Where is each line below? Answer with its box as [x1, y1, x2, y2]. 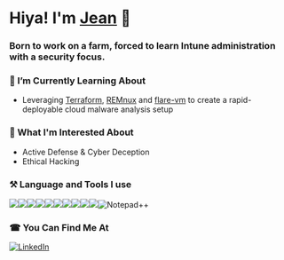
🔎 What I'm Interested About [9, 126, 135, 138]
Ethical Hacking [21, 155, 80, 167]
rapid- [229, 95, 252, 106]
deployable [21, 104, 64, 114]
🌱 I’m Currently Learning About [9, 75, 146, 87]
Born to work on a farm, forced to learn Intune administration [9, 40, 276, 52]
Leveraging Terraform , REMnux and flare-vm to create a [21, 95, 228, 106]
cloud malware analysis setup [65, 104, 174, 114]
